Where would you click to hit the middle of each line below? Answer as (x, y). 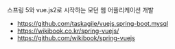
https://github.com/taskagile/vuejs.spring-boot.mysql (93, 23)
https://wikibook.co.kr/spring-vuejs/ (68, 31)
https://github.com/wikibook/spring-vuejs (76, 38)
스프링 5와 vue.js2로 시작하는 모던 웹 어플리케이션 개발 (81, 10)
